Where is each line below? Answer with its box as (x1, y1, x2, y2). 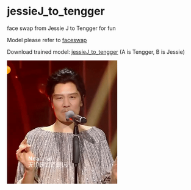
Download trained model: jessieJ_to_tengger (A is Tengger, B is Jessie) (7, 48, 186, 56)
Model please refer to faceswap (7, 36, 87, 43)
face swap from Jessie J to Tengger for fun (7, 24, 117, 32)
